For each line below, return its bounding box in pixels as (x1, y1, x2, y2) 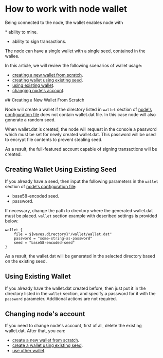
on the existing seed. (5, 258, 47, 264)
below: (5, 218, 18, 224)
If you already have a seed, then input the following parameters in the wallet (5, 178, 159, 184)
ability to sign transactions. (12, 38, 67, 44)
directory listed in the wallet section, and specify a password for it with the (5, 290, 156, 296)
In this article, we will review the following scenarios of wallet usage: (5, 62, 143, 68)
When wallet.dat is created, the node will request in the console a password (5, 126, 157, 132)
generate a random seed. (5, 117, 56, 122)
